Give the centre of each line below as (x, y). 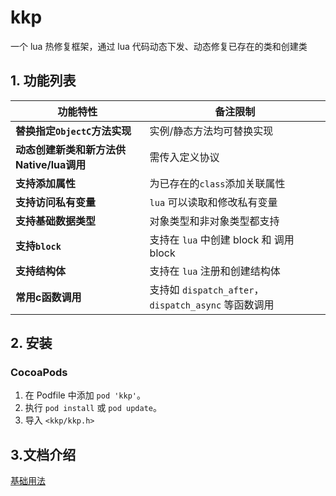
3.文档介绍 (43, 454)
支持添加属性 (46, 183)
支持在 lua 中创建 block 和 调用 (222, 239)
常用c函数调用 (48, 297)
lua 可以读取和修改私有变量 (213, 202)
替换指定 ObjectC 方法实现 (73, 131)
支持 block (38, 246)
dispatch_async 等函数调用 (212, 304)
